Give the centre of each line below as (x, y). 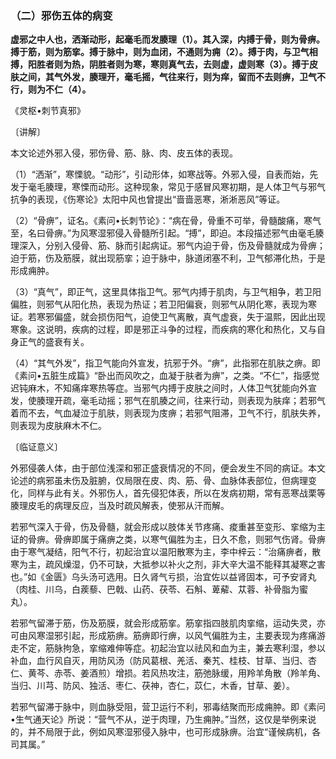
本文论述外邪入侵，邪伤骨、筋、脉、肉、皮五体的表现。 (124, 153)
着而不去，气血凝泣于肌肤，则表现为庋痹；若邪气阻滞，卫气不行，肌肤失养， (168, 413)
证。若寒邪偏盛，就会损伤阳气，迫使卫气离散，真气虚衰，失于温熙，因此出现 (168, 317)
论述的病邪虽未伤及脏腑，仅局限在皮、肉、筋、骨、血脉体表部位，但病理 (159, 481)
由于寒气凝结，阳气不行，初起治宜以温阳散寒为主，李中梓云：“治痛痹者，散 (166, 552)
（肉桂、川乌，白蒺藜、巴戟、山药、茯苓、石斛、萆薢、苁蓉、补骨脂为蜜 (159, 589)
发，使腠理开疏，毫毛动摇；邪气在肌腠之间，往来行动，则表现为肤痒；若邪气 (168, 401)
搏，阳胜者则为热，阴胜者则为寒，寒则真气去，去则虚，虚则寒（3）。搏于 (160, 64)
